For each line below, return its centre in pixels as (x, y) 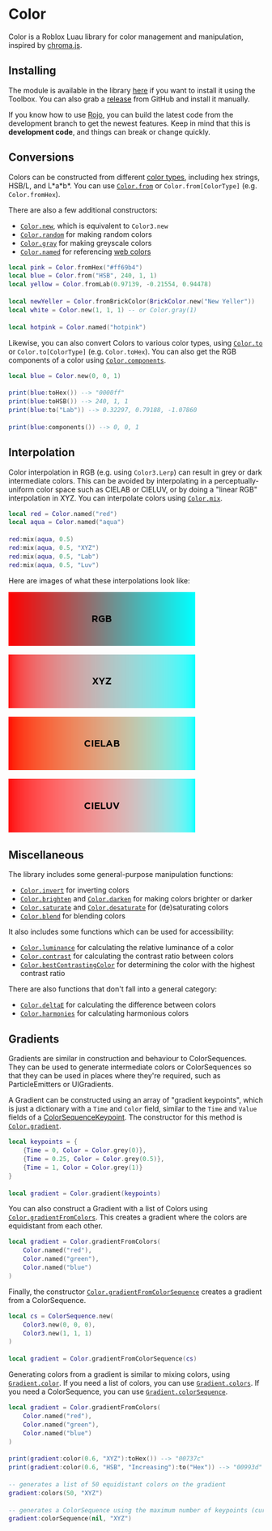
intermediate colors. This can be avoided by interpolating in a (110, 480)
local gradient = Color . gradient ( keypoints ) (85, 1193)
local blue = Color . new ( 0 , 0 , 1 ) (65, 376)
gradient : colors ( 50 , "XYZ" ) (56, 1493)
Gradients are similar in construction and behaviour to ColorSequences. (127, 1059)
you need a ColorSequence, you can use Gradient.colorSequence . (118, 1391)
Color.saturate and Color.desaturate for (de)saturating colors (124, 907)
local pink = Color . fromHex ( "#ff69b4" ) (76, 267)
